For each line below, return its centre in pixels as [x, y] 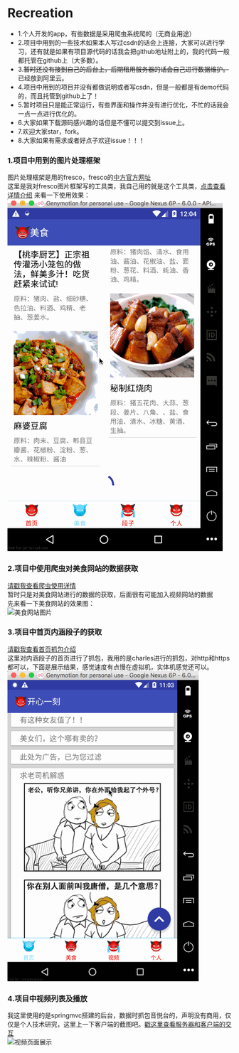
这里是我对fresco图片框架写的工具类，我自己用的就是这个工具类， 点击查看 [117, 186]
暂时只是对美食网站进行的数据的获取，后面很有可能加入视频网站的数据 [110, 594]
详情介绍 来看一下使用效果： [49, 195]
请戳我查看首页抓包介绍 [42, 649]
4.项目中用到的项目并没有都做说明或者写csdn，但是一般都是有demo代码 [123, 87]
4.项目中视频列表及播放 [47, 998]
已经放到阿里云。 [43, 78]
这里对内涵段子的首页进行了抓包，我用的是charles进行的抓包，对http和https [118, 658]
